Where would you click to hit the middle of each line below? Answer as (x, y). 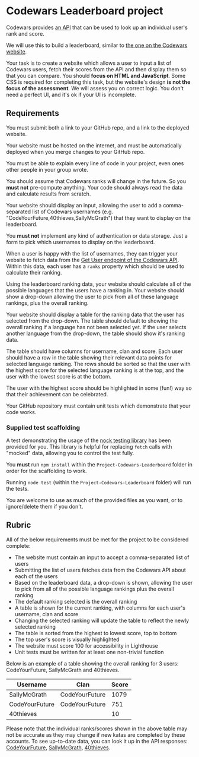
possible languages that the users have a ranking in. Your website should (95, 290)
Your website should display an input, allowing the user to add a (84, 205)
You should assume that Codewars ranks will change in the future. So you (96, 181)
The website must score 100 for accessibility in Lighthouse (86, 645)
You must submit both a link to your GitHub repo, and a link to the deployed (98, 127)
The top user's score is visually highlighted (67, 639)
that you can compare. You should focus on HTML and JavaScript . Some (96, 75)
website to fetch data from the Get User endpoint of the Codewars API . (93, 260)
